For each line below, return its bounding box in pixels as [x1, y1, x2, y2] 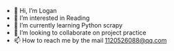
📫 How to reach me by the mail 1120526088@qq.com [13, 37, 167, 44]
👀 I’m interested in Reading [13, 14, 90, 22]
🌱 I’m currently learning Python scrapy [13, 21, 122, 29]
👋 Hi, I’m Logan [13, 7, 57, 14]
